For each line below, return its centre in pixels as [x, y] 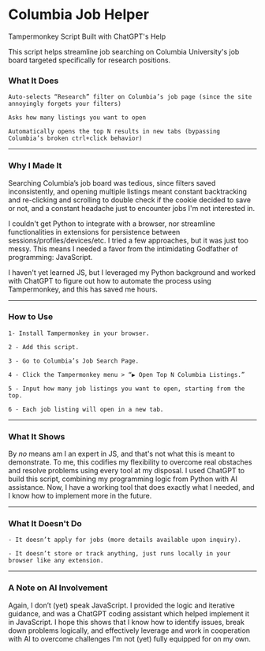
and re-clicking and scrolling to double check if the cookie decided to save [129, 200]
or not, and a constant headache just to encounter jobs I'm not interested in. [132, 208]
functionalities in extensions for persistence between [94, 231]
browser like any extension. [56, 561]
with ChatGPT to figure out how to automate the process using [110, 280]
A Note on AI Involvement [58, 588]
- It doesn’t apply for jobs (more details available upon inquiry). [125, 540]
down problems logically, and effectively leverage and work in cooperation [129, 630]
